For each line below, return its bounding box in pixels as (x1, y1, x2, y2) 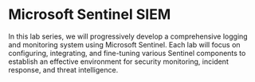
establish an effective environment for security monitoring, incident (8, 57, 229, 66)
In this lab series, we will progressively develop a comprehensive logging (8, 32, 249, 41)
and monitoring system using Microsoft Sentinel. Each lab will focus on (8, 39, 241, 49)
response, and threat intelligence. (8, 65, 119, 74)
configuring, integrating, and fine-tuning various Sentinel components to (8, 48, 246, 58)
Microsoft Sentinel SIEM (8, 6, 171, 24)
